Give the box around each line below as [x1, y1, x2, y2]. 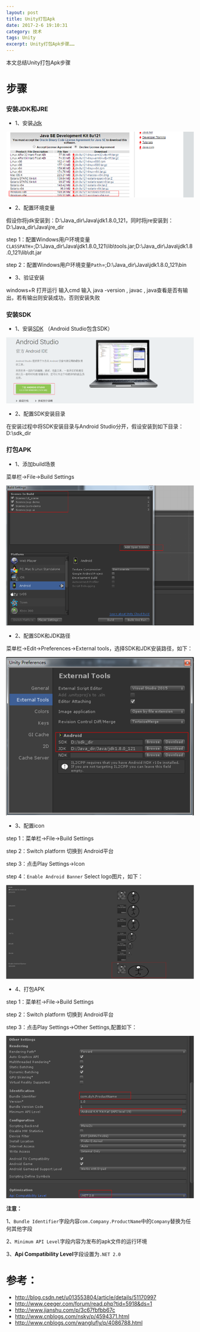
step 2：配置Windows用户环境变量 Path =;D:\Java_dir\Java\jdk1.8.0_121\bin [6, 261, 187, 268]
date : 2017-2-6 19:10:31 [6, 22, 68, 28]
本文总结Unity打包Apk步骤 [6, 59, 71, 66]
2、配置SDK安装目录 [14, 410, 65, 417]
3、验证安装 [14, 273, 45, 281]
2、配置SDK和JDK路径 [14, 632, 71, 639]
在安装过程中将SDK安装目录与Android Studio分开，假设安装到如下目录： [6, 423, 184, 430]
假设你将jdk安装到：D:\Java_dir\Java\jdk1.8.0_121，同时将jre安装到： [6, 217, 174, 224]
